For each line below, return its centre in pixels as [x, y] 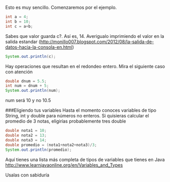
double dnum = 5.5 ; [26, 81]
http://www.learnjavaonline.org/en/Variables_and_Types [64, 165]
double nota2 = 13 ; [26, 135]
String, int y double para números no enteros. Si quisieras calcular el [77, 116]
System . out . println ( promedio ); [39, 150]
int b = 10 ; [18, 22]
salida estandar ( [23, 42]
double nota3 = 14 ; [26, 140]
